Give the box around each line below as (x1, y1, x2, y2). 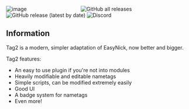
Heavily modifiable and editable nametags (14, 73, 116, 80)
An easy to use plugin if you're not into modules (14, 66, 130, 73)
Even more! (14, 97, 43, 104)
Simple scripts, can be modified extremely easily (14, 79, 132, 86)
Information (6, 29, 50, 38)
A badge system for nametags (14, 91, 88, 99)
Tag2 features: (6, 55, 42, 62)
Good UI (14, 85, 35, 92)
